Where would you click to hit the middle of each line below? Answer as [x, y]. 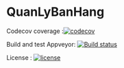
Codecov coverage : [35, 31]
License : [19, 57]
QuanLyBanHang [55, 12]
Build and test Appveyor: [41, 44]
